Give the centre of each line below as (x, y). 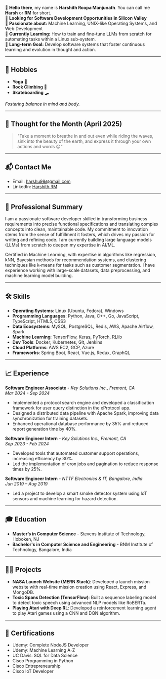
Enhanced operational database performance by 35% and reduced (81, 423)
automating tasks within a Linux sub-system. (51, 39)
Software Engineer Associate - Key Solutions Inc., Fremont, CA (70, 388)
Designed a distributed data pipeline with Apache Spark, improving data (85, 413)
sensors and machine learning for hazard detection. (65, 498)
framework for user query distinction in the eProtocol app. (71, 408)
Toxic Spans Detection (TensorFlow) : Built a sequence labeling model (84, 597)
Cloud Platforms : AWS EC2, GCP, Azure (53, 348)
